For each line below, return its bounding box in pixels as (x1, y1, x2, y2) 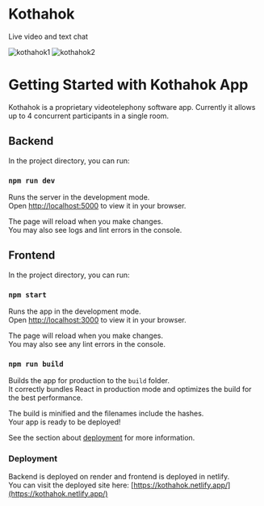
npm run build (8, 360, 64, 369)
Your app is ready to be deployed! (8, 417, 121, 427)
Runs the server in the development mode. (8, 192, 150, 202)
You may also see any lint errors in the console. (8, 339, 166, 349)
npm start (8, 290, 47, 299)
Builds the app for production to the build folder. (8, 376, 170, 386)
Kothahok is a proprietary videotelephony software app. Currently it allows (8, 102, 256, 112)
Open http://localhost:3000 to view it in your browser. (8, 315, 187, 325)
